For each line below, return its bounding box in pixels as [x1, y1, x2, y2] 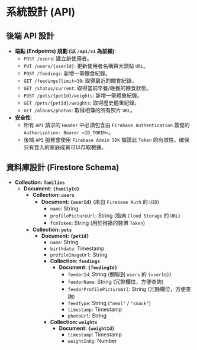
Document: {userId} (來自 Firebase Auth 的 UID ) [41, 198, 160, 205]
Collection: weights [50, 318, 98, 325]
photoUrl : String [67, 312, 107, 319]
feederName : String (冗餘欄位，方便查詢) [67, 278, 164, 285]
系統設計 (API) [6, 5, 76, 19]
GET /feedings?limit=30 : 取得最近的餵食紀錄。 [23, 77, 137, 84]
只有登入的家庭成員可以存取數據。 [23, 144, 107, 151]
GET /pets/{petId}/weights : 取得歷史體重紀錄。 [23, 99, 140, 106]
